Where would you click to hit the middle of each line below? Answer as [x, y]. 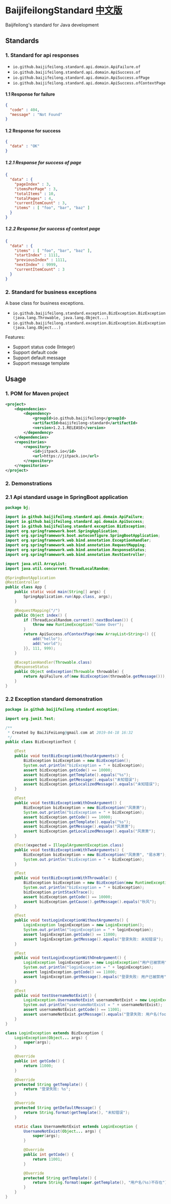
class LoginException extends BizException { [54, 1033]
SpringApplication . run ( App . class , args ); [68, 597]
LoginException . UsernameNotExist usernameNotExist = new [85, 1000]
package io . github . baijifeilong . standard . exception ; [62, 710]
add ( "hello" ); [47, 639]
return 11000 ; [38, 1066]
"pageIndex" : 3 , [33, 184]
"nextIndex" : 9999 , [36, 265]
